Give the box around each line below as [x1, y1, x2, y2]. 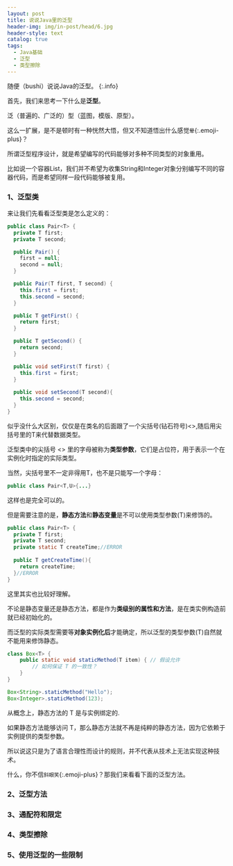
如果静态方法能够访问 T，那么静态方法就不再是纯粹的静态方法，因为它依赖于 [7, 723, 225, 731]
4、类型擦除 [7, 830, 48, 840]
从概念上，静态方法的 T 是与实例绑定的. [7, 708, 120, 717]
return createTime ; [19, 563, 76, 570]
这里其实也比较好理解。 [7, 590, 74, 598]
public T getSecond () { [13, 338, 82, 344]
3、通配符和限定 [7, 810, 62, 819]
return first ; [19, 319, 60, 326]
